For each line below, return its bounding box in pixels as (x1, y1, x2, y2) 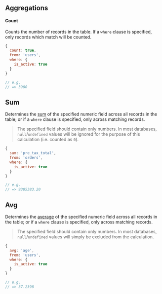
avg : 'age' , (9, 248, 35, 253)
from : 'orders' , (9, 155, 43, 160)
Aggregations (5, 4, 48, 12)
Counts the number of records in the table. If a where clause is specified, (5, 29, 152, 35)
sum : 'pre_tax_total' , (9, 150, 56, 156)
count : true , (9, 48, 37, 53)
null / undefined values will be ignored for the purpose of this (17, 131, 140, 137)
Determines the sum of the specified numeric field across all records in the (5, 111, 157, 117)
